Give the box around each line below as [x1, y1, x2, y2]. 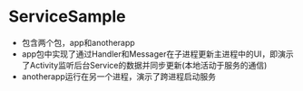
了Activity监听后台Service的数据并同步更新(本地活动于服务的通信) [21, 59, 268, 70]
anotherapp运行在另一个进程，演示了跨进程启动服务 [21, 70, 217, 82]
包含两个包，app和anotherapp [21, 37, 135, 48]
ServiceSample [8, 6, 126, 27]
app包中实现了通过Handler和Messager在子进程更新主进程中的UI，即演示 [21, 48, 294, 59]
